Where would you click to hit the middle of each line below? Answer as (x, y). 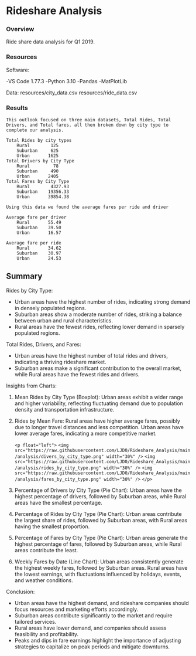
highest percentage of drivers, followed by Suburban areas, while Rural (100, 496)
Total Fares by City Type (37, 182)
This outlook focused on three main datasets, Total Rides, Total (89, 120)
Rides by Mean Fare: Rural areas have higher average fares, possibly (97, 421)
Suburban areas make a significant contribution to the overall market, (98, 368)
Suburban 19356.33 (43, 192)
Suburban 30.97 (39, 253)
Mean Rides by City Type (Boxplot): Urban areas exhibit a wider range (99, 397)
